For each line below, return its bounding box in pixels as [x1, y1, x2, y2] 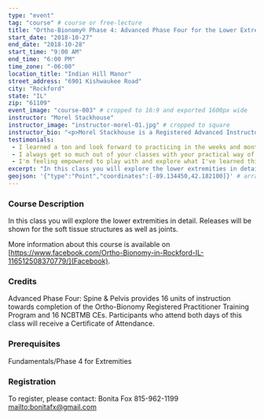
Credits [8, 276, 37, 287]
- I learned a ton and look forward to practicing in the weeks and [11, 143, 241, 151]
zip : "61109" [8, 99, 51, 107]
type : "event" [8, 11, 55, 20]
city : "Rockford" [8, 84, 65, 93]
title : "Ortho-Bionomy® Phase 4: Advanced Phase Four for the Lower [8, 26, 237, 34]
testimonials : [8, 135, 55, 144]
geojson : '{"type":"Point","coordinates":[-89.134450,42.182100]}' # [8, 172, 241, 181]
